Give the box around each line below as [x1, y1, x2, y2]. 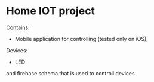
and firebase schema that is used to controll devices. [6, 70, 137, 77]
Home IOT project [6, 4, 96, 18]
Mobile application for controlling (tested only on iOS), [14, 35, 148, 42]
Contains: [6, 24, 30, 31]
